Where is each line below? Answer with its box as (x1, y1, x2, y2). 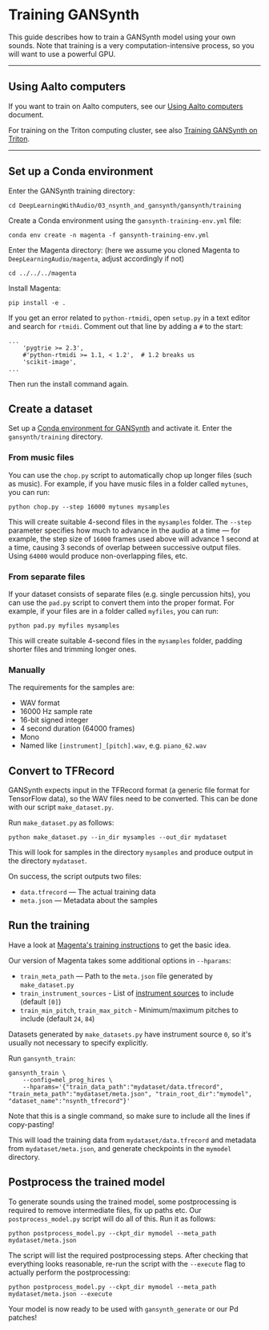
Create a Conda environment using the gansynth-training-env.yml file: (8, 215, 242, 225)
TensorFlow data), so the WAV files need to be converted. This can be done (8, 794, 259, 804)
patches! (8, 1312, 38, 1322)
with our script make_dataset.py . (8, 802, 114, 812)
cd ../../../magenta (8, 269, 78, 278)
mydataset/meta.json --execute (8, 1290, 113, 1298)
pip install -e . (8, 298, 66, 306)
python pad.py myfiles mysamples (8, 622, 120, 630)
